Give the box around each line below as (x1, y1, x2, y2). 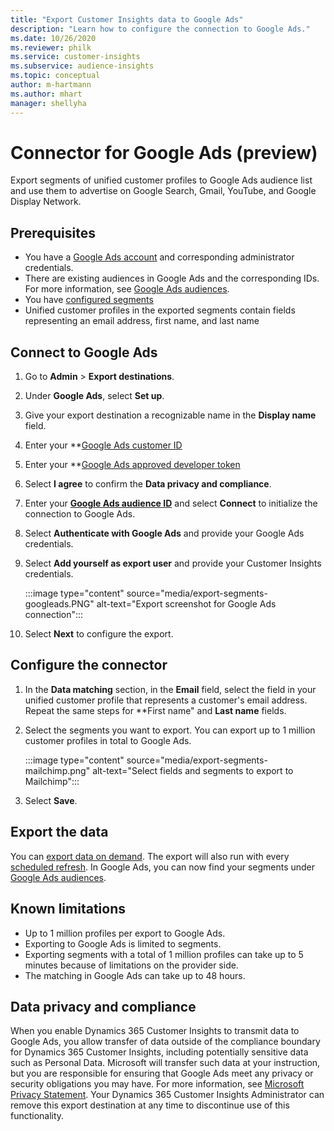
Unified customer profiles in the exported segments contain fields (24, 304, 296, 316)
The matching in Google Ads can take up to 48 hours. (24, 969, 246, 981)
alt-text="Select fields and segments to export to (92, 764, 294, 776)
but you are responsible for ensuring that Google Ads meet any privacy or (10, 1067, 314, 1080)
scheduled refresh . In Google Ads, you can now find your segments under (10, 861, 316, 873)
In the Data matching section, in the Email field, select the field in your (24, 683, 317, 695)
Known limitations (10, 901, 126, 918)
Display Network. (10, 196, 82, 208)
